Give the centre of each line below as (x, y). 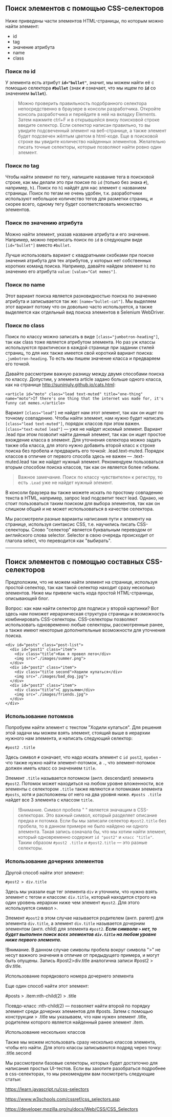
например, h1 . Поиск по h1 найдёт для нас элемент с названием (76, 188)
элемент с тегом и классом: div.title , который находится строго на (81, 897)
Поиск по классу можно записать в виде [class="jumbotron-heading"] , (82, 337)
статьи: (13, 1079)
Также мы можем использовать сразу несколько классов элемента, (81, 1042)
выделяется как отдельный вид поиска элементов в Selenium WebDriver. (85, 312)
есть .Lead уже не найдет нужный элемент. (65, 483)
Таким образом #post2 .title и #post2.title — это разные (82, 843)
